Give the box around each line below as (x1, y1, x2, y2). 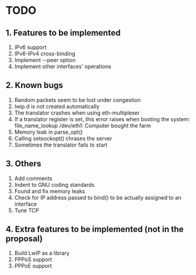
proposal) (5, 233, 43, 244)
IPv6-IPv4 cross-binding (14, 50, 76, 57)
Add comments (14, 174, 52, 182)
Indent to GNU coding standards (14, 181, 95, 188)
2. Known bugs (5, 80, 64, 90)
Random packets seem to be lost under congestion (14, 96, 141, 103)
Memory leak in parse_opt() (14, 128, 83, 136)
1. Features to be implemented (5, 28, 121, 38)
